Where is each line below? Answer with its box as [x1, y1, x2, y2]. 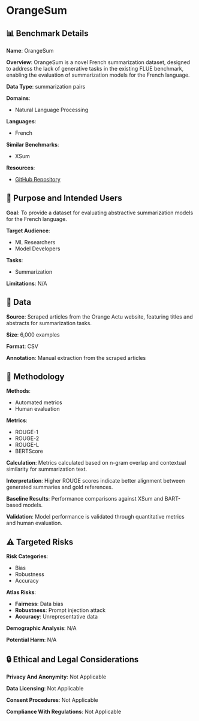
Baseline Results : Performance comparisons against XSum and [6, 495, 164, 502]
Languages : [6, 118, 37, 125]
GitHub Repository [14, 176, 61, 183]
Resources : [6, 164, 35, 171]
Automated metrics [14, 399, 63, 406]
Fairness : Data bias [14, 600, 64, 608]
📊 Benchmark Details [6, 28, 89, 38]
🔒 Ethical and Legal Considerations [6, 654, 139, 665]
